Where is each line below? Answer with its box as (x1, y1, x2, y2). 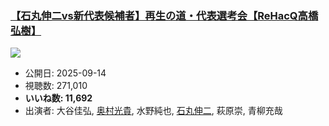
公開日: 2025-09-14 (24, 67, 107, 79)
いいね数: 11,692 (24, 92, 93, 104)
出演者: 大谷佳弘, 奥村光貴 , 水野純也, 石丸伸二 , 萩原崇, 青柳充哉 (24, 105, 283, 117)
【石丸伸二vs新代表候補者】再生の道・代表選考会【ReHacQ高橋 (10, 8, 319, 22)
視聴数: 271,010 (24, 80, 88, 92)
